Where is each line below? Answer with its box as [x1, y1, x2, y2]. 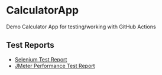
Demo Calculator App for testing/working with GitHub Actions [6, 23, 156, 30]
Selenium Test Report [14, 56, 67, 63]
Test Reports [6, 40, 54, 50]
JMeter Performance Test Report [14, 62, 96, 69]
